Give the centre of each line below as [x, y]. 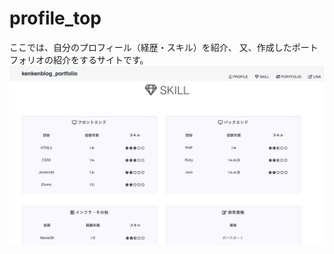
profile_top [55, 18]
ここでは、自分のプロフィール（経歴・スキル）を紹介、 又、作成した [150, 47]
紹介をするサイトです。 [100, 59]
